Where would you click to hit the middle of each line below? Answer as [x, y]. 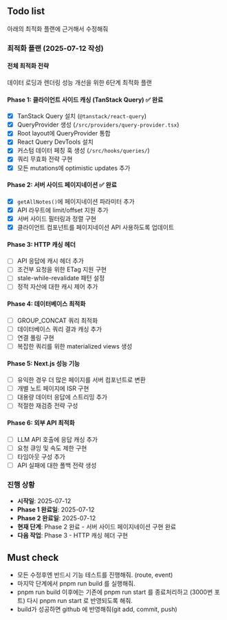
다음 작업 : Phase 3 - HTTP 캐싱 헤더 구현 [73, 535]
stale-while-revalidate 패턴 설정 [61, 278]
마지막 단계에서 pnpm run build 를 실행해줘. [76, 583]
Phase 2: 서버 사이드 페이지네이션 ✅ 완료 [62, 185]
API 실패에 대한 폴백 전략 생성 [57, 465]
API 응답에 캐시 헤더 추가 [50, 261]
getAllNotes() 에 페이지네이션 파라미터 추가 [76, 201]
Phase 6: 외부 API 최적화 [41, 423]
